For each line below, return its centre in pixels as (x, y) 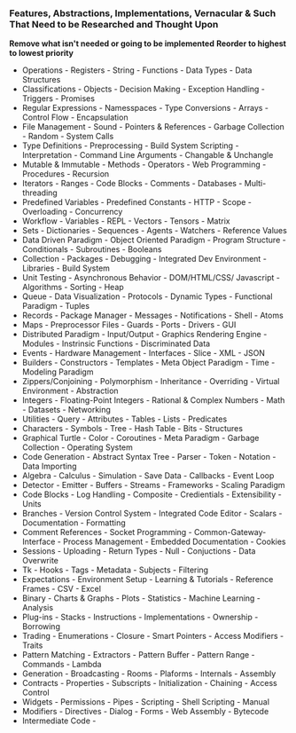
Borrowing (41, 627)
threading (39, 193)
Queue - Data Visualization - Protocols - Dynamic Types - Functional (147, 296)
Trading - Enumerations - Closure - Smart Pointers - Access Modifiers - (153, 636)
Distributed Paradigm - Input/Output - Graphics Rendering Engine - (144, 335)
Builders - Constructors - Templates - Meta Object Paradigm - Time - (148, 363)
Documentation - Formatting (74, 523)
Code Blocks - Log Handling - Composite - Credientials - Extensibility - (152, 494)
